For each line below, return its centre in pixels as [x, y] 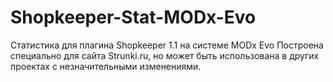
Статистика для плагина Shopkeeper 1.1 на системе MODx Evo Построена [167, 45]
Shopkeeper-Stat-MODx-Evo [133, 17]
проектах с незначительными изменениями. [106, 66]
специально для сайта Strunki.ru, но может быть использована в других [165, 55]
